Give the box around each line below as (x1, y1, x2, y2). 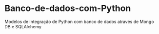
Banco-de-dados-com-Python (4, 3, 131, 14)
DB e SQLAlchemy (4, 23, 42, 29)
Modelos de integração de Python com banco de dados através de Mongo (4, 19, 154, 24)
